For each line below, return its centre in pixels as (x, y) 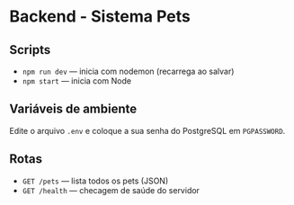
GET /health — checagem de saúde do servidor (111, 190)
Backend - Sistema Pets (100, 17)
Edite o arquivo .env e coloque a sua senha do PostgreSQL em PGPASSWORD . (147, 130)
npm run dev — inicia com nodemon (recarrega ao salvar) (128, 71)
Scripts (30, 50)
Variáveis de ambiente (73, 109)
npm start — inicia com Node (77, 81)
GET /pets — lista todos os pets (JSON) (95, 181)
